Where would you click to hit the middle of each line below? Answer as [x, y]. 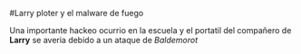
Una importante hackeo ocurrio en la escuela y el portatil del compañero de [150, 30]
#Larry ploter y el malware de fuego [77, 13]
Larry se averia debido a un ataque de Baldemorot [104, 40]
